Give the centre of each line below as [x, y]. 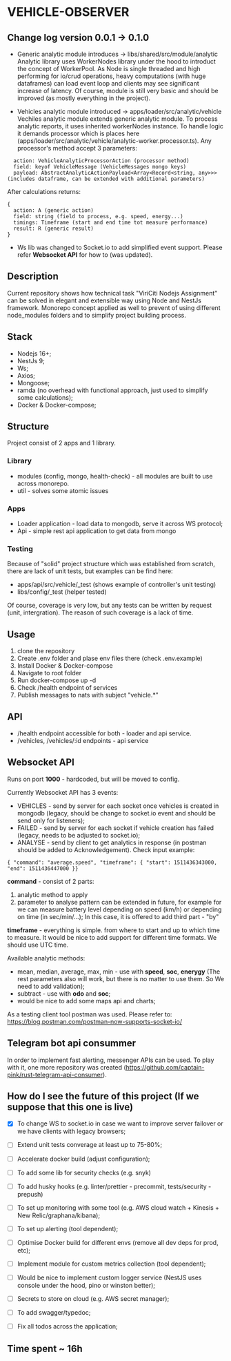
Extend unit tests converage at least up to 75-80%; [90, 1145]
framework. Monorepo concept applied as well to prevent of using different [114, 307]
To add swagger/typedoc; [54, 1313]
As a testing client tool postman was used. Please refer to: [90, 1014]
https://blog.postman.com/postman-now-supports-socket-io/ [95, 1021]
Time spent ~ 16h [45, 1348]
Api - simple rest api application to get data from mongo [97, 531]
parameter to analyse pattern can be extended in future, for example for [119, 902]
